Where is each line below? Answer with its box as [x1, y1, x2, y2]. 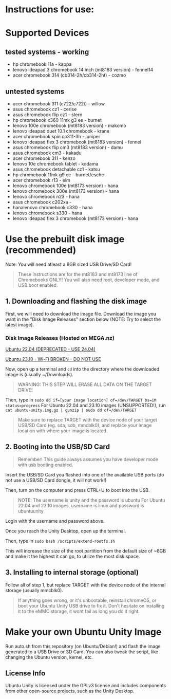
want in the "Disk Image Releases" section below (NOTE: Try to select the [5, 316, 161, 322]
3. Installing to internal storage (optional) [5, 568, 139, 577]
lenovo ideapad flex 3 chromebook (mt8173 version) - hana [12, 215, 139, 222]
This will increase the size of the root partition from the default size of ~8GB [5, 547, 166, 554]
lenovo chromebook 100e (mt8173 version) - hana [12, 182, 118, 189]
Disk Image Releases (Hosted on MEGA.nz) [5, 334, 115, 341]
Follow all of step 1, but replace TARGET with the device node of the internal [5, 582, 166, 588]
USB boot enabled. [17, 282, 58, 288]
